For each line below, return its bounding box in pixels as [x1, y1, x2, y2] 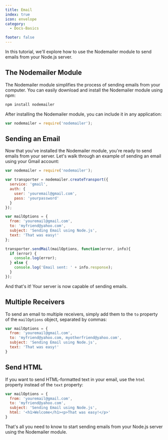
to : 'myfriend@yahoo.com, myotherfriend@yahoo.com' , [9, 335, 122, 340]
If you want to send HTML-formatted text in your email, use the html [5, 376, 145, 382]
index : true [5, 12, 30, 17]
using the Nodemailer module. [5, 428, 67, 435]
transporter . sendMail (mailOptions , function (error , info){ [5, 246, 131, 251]
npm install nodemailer [5, 102, 55, 107]
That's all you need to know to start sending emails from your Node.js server [5, 423, 163, 429]
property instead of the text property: [5, 381, 83, 387]
